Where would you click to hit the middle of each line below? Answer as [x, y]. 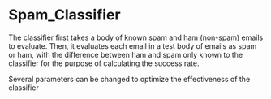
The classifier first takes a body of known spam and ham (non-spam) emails [136, 37]
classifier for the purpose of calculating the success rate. [104, 63]
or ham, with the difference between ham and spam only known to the [126, 54]
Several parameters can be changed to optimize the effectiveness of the [129, 79]
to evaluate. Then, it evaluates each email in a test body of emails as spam [133, 45]
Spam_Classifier [65, 15]
